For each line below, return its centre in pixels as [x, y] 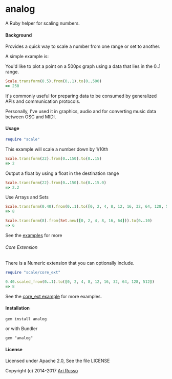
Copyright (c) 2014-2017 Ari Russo [42, 371]
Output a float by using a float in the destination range [62, 173]
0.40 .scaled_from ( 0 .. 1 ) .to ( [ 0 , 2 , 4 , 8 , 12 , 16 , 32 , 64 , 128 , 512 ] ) [80, 282]
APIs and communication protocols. [43, 101]
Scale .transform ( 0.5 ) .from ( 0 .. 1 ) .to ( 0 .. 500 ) [53, 81]
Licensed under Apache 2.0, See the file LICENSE [58, 361]
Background [19, 35]
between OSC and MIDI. [31, 117]
